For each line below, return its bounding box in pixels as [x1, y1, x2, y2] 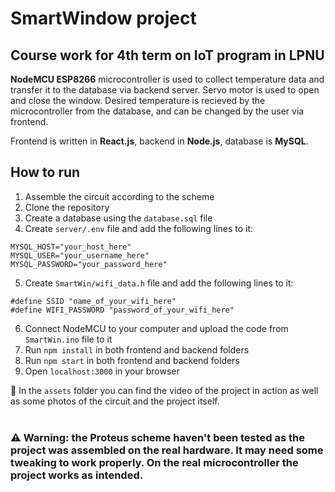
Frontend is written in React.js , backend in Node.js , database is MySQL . [10, 135, 309, 147]
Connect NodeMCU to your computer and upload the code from [24, 322, 289, 334]
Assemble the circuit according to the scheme [24, 190, 215, 202]
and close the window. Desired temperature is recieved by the [10, 95, 266, 106]
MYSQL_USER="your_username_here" [10, 250, 150, 261]
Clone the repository [24, 201, 110, 213]
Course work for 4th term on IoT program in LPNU [10, 47, 325, 64]
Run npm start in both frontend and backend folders [24, 354, 240, 366]
